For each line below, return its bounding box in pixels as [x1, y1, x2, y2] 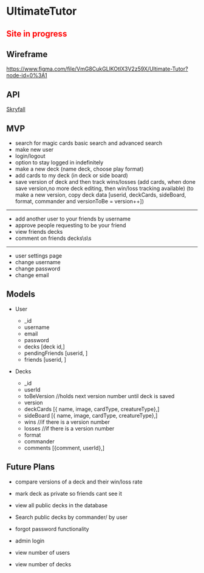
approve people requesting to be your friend [15, 222, 126, 229]
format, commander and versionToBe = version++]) [15, 198, 144, 205]
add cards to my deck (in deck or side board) [15, 172, 129, 179]
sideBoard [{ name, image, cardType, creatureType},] [24, 412, 158, 419]
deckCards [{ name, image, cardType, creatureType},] [24, 405, 160, 412]
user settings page [15, 252, 63, 259]
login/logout [15, 152, 46, 160]
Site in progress [6, 29, 67, 39]
